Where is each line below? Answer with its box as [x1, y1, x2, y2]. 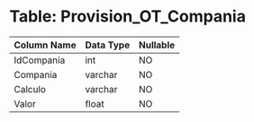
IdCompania [14, 54, 66, 66]
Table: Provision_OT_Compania [9, 6, 246, 27]
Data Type [85, 39, 131, 51]
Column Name [14, 39, 77, 51]
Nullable [138, 39, 176, 51]
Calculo [14, 83, 47, 95]
